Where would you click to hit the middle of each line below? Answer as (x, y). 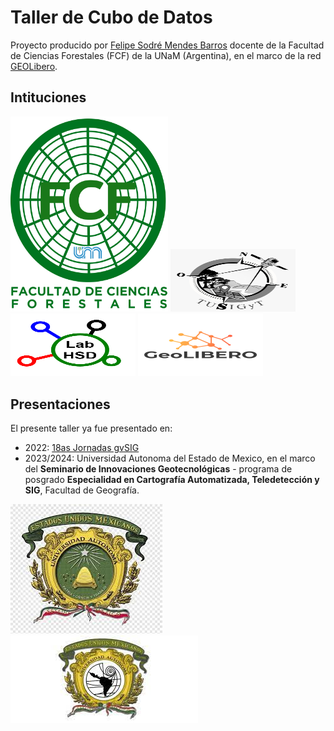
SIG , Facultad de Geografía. (82, 490)
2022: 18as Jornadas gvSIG (82, 447)
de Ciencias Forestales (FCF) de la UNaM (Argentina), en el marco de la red (166, 55)
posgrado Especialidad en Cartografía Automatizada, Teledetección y (172, 479)
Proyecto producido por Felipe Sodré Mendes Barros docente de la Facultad (167, 45)
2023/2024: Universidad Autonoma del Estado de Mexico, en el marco (170, 458)
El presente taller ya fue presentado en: (91, 428)
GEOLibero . (34, 66)
